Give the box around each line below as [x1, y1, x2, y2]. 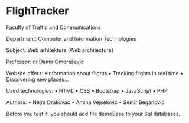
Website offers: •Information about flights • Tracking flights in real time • [6, 69, 184, 76]
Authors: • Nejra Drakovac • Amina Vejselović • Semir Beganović [6, 99, 165, 106]
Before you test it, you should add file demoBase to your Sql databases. [6, 110, 181, 117]
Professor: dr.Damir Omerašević [6, 58, 84, 65]
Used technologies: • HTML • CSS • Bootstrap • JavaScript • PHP [6, 87, 168, 94]
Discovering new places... [6, 76, 69, 83]
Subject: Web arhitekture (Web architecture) [6, 46, 114, 54]
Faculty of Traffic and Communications [6, 24, 102, 31]
